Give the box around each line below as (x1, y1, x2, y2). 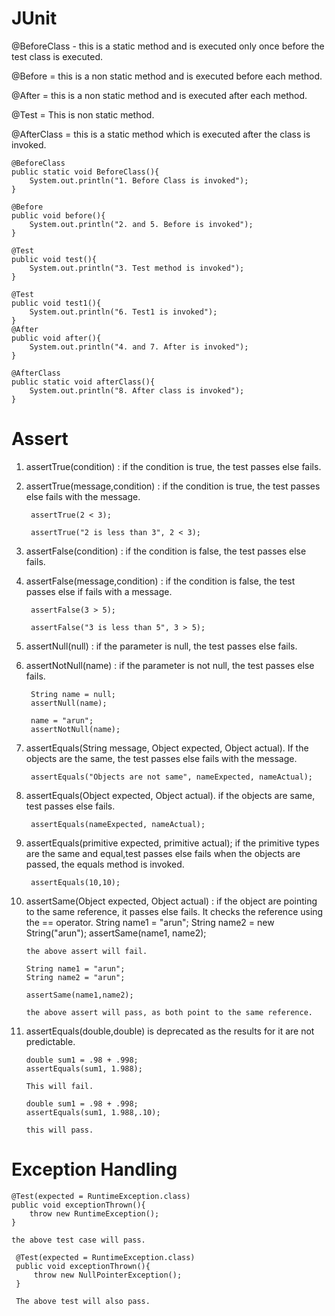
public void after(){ (11, 333, 102, 343)
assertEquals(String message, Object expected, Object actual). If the (25, 742, 309, 754)
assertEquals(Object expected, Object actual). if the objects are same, (25, 789, 316, 801)
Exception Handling (11, 1158, 178, 1181)
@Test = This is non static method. (11, 108, 155, 121)
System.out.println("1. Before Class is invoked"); (29, 175, 249, 186)
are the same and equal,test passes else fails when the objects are (25, 847, 301, 859)
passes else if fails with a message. (25, 585, 173, 597)
